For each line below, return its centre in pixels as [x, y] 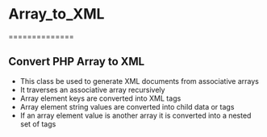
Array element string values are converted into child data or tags [127, 106]
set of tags [38, 124]
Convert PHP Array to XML [77, 62]
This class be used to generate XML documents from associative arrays [140, 81]
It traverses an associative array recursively [92, 89]
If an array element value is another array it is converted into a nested [136, 115]
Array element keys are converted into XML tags [100, 98]
